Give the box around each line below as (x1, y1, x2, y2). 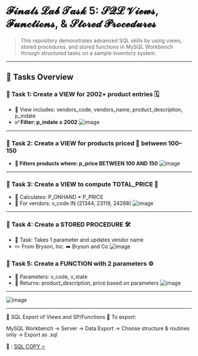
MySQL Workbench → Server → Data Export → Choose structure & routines (6, 325, 190, 332)
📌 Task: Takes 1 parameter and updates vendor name (14, 236, 144, 243)
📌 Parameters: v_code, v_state (14, 273, 88, 280)
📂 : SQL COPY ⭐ (6, 342, 45, 350)
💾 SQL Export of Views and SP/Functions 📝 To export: (6, 313, 137, 320)
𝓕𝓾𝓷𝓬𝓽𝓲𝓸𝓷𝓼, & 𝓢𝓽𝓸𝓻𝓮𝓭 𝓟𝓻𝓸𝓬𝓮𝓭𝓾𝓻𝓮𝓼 (6, 17, 156, 31)
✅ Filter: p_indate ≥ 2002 (14, 118, 78, 125)
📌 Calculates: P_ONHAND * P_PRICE (14, 194, 104, 201)
